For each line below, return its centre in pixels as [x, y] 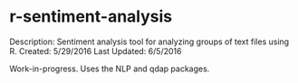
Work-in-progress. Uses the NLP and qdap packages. [110, 69]
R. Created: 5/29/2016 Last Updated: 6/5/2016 [96, 51]
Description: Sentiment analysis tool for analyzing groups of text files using [149, 41]
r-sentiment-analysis [91, 17]
